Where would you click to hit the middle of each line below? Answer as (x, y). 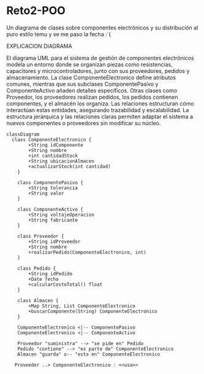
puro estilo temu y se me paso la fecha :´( (59, 34)
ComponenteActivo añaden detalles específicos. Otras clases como (92, 90)
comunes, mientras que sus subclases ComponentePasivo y (82, 84)
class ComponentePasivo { (51, 182)
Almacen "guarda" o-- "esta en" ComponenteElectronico (89, 354)
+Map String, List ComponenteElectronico (82, 306)
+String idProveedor (55, 242)
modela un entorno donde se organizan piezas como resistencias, (89, 64)
